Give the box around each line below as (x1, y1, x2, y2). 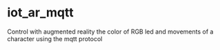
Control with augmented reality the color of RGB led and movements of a (7, 27, 214, 36)
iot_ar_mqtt (7, 5, 74, 21)
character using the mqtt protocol (7, 34, 103, 42)
